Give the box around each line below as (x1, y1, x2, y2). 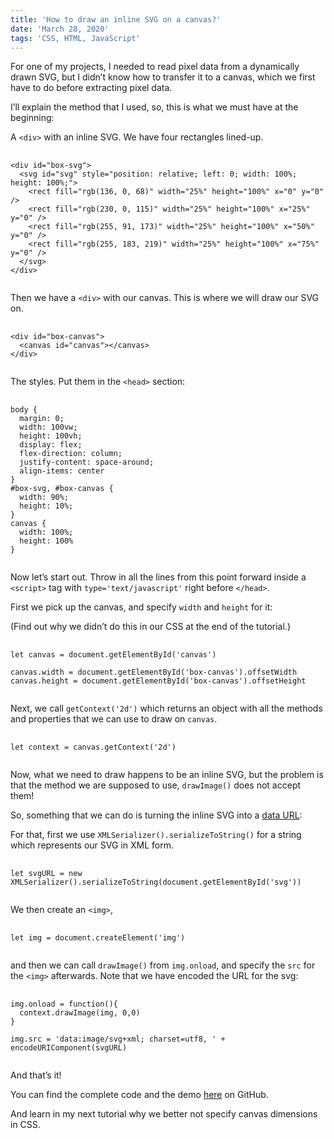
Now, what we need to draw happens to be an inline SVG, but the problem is (10, 769, 324, 781)
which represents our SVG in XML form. (10, 839, 174, 851)
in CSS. (10, 1119, 41, 1131)
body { (10, 405, 38, 415)
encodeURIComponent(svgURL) (10, 1043, 128, 1053)
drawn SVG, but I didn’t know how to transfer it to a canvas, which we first (10, 71, 316, 83)
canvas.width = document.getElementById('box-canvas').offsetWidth (10, 667, 298, 678)
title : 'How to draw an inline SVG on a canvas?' (10, 14, 222, 25)
